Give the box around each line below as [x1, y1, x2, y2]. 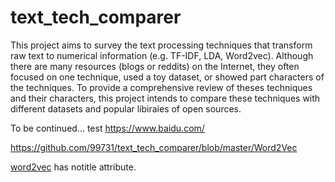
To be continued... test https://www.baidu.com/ [10, 122, 205, 134]
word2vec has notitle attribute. [10, 161, 137, 173]
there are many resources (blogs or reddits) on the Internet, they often [10, 60, 300, 72]
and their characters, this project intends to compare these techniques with [10, 92, 321, 104]
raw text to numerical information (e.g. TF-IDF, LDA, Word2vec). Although [10, 49, 314, 61]
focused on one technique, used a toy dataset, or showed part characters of [10, 71, 325, 83]
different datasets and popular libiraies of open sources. [10, 102, 242, 115]
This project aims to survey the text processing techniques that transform [10, 39, 313, 51]
